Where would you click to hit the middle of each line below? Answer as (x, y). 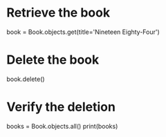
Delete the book (53, 60)
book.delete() (26, 79)
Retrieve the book (58, 13)
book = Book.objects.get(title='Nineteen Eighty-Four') (83, 32)
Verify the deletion (61, 107)
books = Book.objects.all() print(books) (62, 126)
